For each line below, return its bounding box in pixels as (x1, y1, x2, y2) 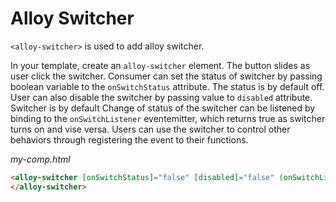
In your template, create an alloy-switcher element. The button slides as (10, 59, 311, 71)
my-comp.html (10, 153, 71, 165)
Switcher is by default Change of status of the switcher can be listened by (10, 102, 316, 114)
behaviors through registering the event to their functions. (10, 133, 249, 146)
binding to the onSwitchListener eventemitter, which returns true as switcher (10, 112, 326, 124)
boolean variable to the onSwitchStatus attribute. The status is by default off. (10, 80, 325, 92)
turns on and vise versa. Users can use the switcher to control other (10, 123, 291, 135)
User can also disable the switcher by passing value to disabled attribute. (10, 91, 313, 103)
